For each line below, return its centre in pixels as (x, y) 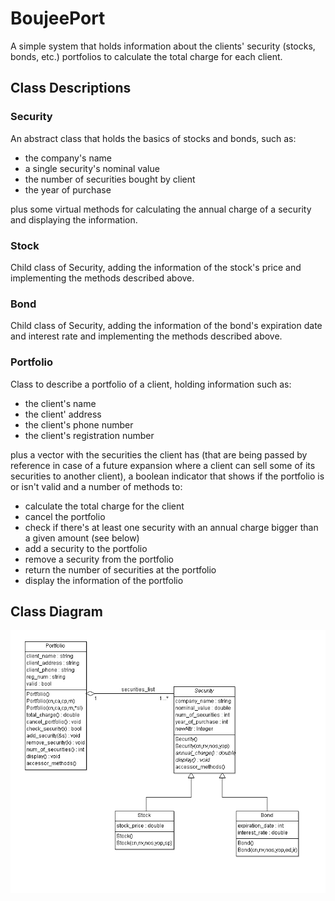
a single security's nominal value (92, 168)
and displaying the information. (74, 219)
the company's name (68, 158)
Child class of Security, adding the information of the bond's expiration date (166, 326)
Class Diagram (56, 611)
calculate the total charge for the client (104, 506)
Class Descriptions (71, 88)
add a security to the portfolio (86, 548)
